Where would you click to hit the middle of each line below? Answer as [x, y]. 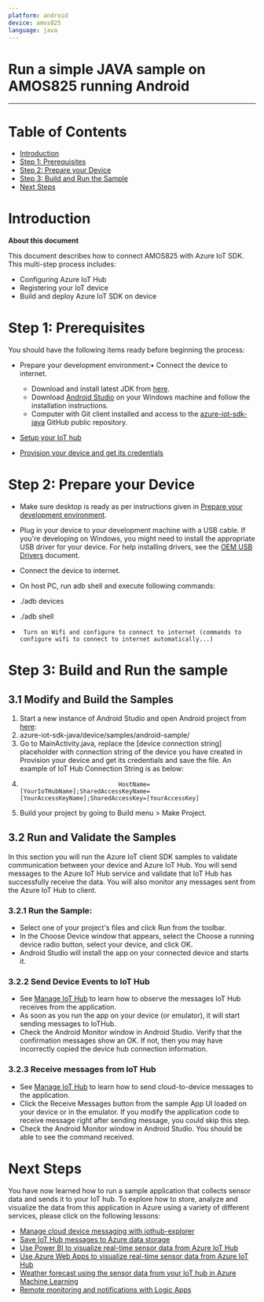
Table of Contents [68, 132]
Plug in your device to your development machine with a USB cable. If [132, 530]
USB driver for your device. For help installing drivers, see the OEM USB [136, 547]
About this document [44, 240]
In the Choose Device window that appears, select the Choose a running [137, 936]
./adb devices [42, 601]
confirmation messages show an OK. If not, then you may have [121, 1040]
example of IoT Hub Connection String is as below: [101, 768]
